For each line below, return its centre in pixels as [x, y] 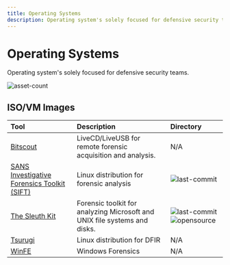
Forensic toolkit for [106, 203]
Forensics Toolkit [38, 184]
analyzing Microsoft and [115, 212]
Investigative [31, 175]
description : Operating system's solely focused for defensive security [113, 20]
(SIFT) [21, 192]
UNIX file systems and [112, 220]
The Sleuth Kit [33, 216]
